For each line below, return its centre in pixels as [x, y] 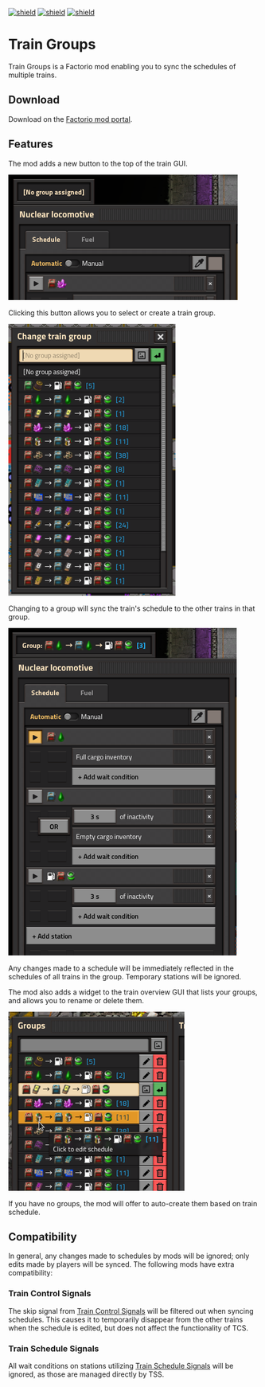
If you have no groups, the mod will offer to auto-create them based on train [133, 1203]
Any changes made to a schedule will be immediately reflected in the [121, 968]
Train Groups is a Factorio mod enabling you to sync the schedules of [122, 66]
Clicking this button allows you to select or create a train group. [112, 313]
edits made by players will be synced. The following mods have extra [121, 1264]
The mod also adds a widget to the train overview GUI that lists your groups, [133, 992]
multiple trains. [33, 75]
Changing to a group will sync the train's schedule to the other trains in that [132, 608]
